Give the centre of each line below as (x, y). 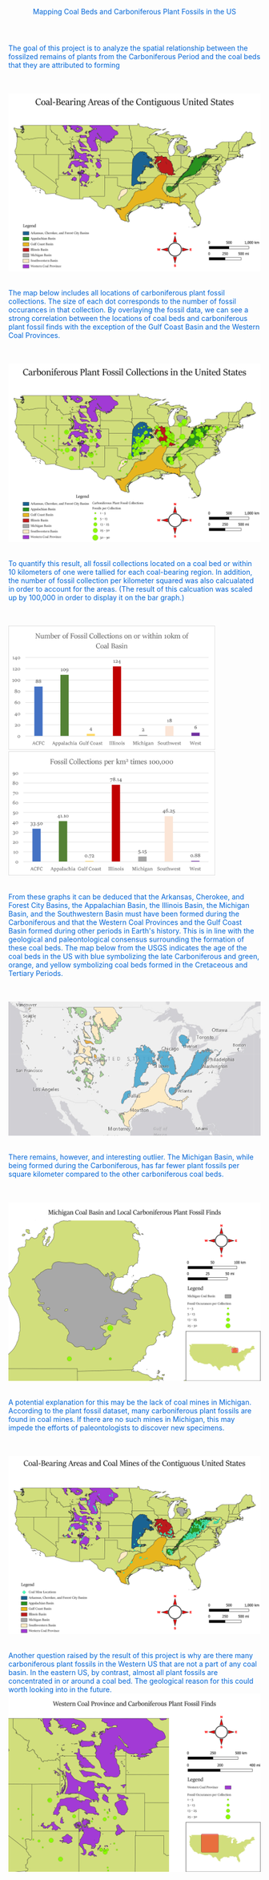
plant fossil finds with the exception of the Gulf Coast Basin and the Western (134, 327)
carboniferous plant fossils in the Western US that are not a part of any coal (133, 1664)
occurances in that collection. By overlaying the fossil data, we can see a (128, 310)
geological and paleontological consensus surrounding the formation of (126, 939)
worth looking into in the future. (60, 1689)
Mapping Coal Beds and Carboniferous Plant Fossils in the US (134, 12)
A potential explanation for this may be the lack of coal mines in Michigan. (130, 1402)
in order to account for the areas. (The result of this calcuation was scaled (130, 589)
